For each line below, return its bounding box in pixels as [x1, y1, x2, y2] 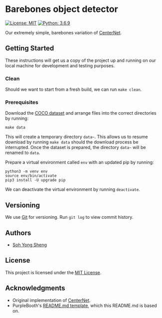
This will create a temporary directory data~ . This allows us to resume [5, 134, 148, 140]
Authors [5, 228, 31, 237]
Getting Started [5, 44, 54, 53]
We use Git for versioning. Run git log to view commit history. [5, 214, 134, 220]
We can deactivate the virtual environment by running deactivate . [5, 186, 141, 192]
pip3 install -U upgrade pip [5, 178, 66, 183]
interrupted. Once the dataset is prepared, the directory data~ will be [5, 145, 146, 151]
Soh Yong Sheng [12, 242, 47, 248]
